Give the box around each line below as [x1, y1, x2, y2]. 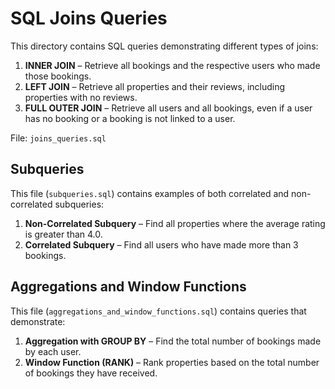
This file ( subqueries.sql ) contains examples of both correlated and [10, 187, 290, 199]
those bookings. [24, 70, 92, 82]
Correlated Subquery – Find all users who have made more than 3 [24, 238, 299, 251]
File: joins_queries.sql [10, 132, 107, 144]
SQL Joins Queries [10, 7, 168, 30]
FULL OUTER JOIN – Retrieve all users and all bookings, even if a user [24, 102, 313, 114]
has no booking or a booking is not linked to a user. [24, 112, 236, 124]
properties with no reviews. [24, 91, 138, 103]
